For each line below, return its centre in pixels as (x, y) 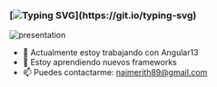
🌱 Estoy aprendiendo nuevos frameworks (99, 63)
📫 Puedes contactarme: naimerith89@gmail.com (115, 72)
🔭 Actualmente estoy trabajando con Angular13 (110, 53)
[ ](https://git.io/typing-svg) (103, 15)
